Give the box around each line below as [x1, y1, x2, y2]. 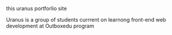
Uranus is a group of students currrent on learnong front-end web [6, 16, 167, 23]
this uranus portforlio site [6, 5, 67, 12]
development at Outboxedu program [6, 23, 94, 29]
